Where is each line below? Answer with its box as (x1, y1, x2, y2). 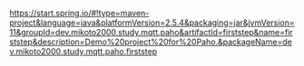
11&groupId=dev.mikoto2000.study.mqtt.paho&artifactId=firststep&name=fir (9, 27, 293, 37)
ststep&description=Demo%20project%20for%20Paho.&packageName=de (9, 36, 292, 47)
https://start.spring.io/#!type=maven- (9, 8, 150, 18)
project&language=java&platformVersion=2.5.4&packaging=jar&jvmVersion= (9, 17, 295, 28)
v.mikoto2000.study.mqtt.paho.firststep (9, 46, 157, 57)
